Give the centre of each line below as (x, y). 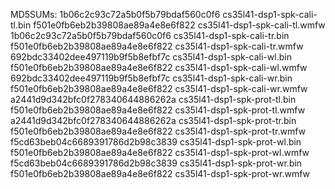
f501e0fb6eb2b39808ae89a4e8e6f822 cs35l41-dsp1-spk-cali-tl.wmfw (179, 25)
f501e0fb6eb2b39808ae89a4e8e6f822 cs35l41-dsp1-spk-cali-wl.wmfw (159, 67)
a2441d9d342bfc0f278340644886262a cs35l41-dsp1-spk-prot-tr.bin (153, 120)
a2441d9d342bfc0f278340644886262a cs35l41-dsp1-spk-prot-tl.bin (153, 99)
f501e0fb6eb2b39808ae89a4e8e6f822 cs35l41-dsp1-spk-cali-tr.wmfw (157, 46)
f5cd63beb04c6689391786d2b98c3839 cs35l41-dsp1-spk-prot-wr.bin (156, 163)
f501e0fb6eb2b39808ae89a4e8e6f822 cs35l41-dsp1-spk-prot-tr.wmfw (158, 131)
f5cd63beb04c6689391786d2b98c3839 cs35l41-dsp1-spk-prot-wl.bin (156, 142)
